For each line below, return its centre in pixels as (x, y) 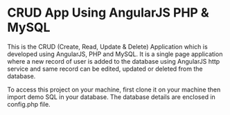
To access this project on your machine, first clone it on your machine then (114, 89)
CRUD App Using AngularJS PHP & (108, 13)
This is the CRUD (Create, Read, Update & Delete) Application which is (107, 46)
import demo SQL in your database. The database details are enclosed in (112, 97)
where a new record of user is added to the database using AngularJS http (114, 61)
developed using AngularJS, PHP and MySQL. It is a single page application (115, 54)
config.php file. (29, 104)
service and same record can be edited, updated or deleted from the (105, 69)
